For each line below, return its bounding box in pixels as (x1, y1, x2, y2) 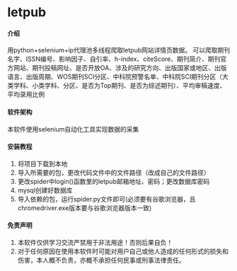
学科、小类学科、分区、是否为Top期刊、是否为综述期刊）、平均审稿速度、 (13, 81, 226, 90)
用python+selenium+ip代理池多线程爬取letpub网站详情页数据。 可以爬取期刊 (7, 46, 231, 54)
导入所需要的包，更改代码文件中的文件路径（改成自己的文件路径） (17, 168, 210, 177)
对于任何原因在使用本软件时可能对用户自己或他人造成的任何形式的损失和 (17, 247, 229, 255)
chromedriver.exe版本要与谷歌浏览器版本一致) (17, 203, 152, 212)
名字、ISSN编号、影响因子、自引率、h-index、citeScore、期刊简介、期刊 (7, 54, 221, 64)
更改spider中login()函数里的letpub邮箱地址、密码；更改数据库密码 (17, 177, 210, 185)
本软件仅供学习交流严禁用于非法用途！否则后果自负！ (17, 238, 173, 246)
